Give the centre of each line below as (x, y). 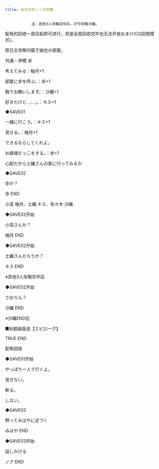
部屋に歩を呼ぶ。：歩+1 (28, 81)
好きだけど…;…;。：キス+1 (31, 102)
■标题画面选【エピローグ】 (33, 328)
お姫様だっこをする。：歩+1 (32, 153)
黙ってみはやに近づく (26, 420)
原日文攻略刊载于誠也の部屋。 (35, 50)
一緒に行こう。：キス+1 (28, 122)
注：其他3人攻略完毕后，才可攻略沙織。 (65, 24)
